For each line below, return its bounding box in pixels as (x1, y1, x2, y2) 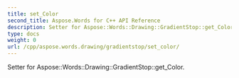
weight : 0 (7, 37, 37, 44)
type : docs (7, 30, 40, 38)
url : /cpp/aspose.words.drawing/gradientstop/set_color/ (7, 43, 180, 50)
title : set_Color (7, 10, 59, 18)
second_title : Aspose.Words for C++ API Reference (7, 17, 161, 24)
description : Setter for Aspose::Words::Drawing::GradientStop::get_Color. (7, 23, 237, 30)
